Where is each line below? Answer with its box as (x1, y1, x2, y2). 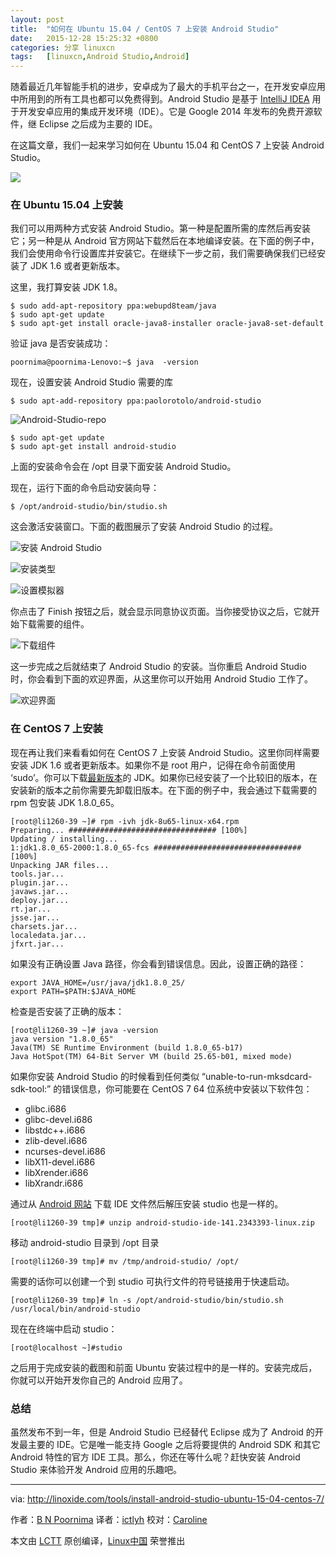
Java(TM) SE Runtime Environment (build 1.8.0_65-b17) (10, 1042, 244, 1053)
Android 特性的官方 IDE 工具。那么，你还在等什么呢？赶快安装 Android (10, 1451, 301, 1463)
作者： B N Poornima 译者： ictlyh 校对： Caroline (10, 1514, 208, 1526)
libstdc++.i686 (24, 1124, 86, 1136)
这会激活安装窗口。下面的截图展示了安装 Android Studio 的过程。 (10, 521, 278, 533)
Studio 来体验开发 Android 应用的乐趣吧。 (10, 1464, 182, 1476)
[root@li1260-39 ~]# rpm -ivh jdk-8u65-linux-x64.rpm (10, 816, 240, 826)
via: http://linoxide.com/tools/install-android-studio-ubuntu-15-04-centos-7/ (10, 1493, 325, 1505)
